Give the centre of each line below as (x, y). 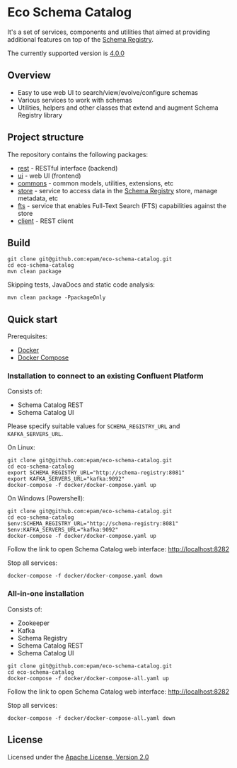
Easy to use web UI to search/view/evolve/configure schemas (108, 92)
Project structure (46, 138)
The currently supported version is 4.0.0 (66, 53)
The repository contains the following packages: (78, 154)
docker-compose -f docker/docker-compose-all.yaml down (91, 718)
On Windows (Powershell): (46, 498)
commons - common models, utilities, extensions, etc (96, 183)
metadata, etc (38, 198)
